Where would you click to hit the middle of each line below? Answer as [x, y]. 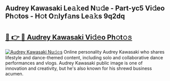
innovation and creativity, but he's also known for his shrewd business [79, 68]
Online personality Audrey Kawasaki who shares [114, 52]
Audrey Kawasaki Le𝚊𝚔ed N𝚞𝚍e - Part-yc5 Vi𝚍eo [85, 8]
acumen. [14, 74]
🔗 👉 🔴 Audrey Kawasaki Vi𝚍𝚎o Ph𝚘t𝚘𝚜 [69, 37]
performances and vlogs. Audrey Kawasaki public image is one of [74, 63]
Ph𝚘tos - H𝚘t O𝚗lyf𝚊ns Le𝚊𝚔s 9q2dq [65, 16]
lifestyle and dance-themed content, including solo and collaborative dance [84, 57]
